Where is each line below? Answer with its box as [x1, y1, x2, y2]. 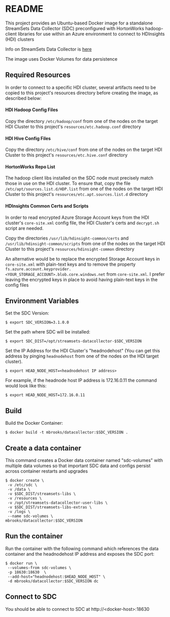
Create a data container [5, 444, 82, 452]
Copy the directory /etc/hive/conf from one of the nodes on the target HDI [5, 146, 162, 153]
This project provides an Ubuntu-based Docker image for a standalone [5, 20, 153, 26]
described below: [5, 95, 42, 101]
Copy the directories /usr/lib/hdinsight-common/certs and [5, 235, 129, 241]
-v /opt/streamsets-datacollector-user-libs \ [7, 500, 108, 505]
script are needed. [5, 225, 44, 231]
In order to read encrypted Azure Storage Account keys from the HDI [5, 214, 150, 220]
